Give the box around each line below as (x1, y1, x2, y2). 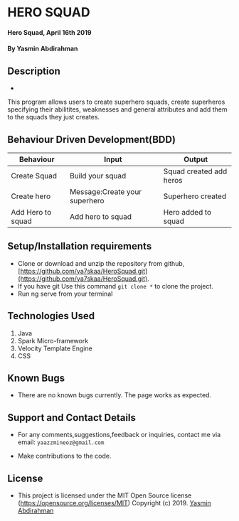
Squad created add (163, 166, 228, 176)
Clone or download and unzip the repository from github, (17, 259, 185, 267)
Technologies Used (7, 310, 95, 322)
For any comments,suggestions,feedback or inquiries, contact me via (17, 431, 221, 439)
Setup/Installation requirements (7, 240, 152, 252)
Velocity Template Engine (17, 344, 92, 353)
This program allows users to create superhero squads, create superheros (7, 97, 225, 107)
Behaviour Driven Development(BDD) (7, 133, 176, 146)
